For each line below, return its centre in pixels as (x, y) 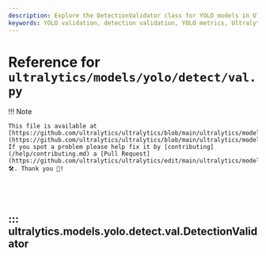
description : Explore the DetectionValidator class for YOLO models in (129, 15)
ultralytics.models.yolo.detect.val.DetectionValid (133, 231)
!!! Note (20, 112)
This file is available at (53, 126)
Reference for (54, 62)
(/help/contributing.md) (49, 154)
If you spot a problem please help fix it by (84, 147)
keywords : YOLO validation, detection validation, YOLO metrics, (118, 23)
